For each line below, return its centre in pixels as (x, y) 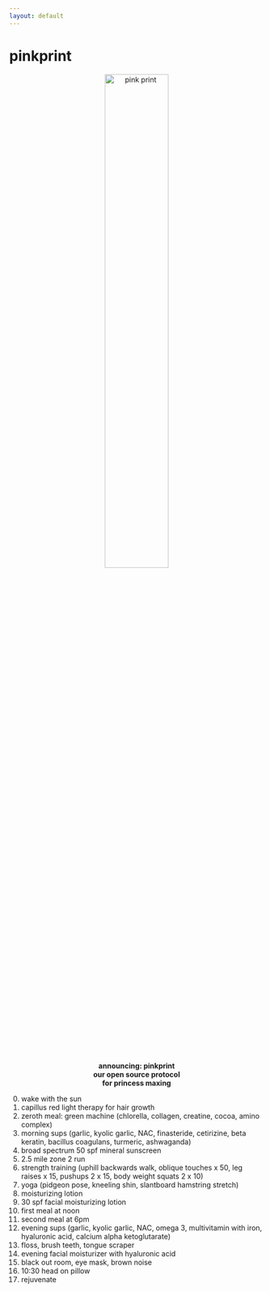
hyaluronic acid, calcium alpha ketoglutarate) (95, 1236)
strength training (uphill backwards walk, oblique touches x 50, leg (132, 1167)
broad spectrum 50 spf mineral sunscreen (91, 1150)
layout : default (36, 16)
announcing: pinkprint (137, 1065)
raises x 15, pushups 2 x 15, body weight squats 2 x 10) (112, 1176)
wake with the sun (51, 1098)
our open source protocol (137, 1074)
